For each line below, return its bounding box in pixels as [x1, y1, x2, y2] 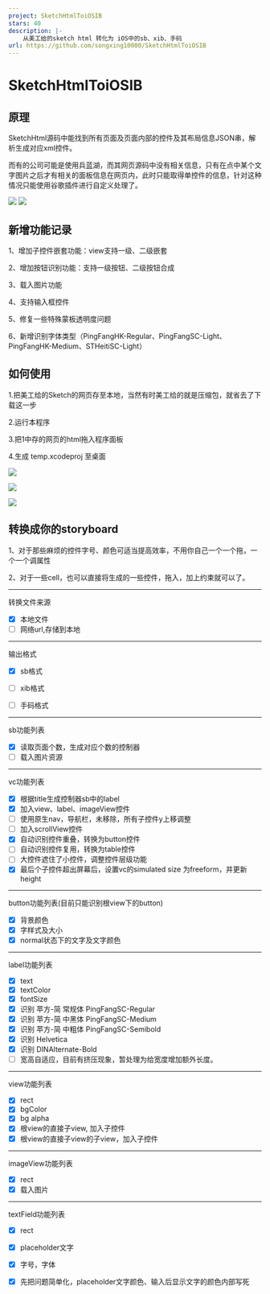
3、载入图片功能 [8, 279, 63, 290]
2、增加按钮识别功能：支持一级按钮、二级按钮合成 [8, 262, 175, 272]
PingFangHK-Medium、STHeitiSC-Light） [8, 341, 147, 351]
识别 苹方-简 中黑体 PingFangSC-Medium [19, 1014, 157, 1024]
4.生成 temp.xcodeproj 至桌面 [8, 451, 106, 461]
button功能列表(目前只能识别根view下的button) [8, 898, 163, 908]
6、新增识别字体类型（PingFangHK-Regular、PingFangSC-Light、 [8, 331, 227, 340]
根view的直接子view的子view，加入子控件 [19, 1134, 158, 1144]
